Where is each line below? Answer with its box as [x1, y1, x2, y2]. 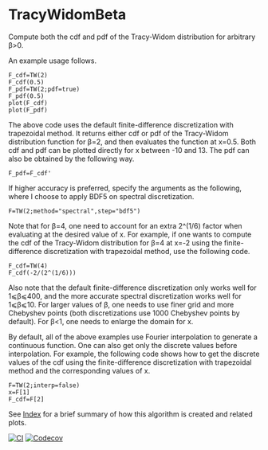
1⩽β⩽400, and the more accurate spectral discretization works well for [8, 291, 242, 300]
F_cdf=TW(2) [8, 71, 48, 79]
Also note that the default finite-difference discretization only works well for [8, 283, 257, 292]
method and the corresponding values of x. [8, 366, 151, 375]
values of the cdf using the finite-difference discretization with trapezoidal [8, 357, 252, 367]
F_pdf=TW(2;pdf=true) [8, 85, 81, 93]
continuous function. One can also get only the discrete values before [8, 340, 238, 350]
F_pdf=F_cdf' [8, 169, 52, 177]
